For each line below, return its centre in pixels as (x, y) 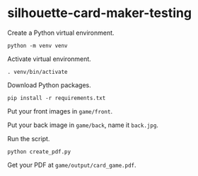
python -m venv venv (38, 45)
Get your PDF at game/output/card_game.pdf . (72, 165)
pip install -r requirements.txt (57, 98)
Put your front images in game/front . (60, 111)
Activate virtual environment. (49, 59)
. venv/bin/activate (38, 72)
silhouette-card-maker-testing (100, 13)
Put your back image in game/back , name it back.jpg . (83, 125)
